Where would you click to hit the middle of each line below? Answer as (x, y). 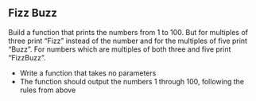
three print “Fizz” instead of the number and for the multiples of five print (128, 41)
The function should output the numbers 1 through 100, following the (132, 81)
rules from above (48, 90)
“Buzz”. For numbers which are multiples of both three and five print (120, 49)
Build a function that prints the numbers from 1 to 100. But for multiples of (128, 32)
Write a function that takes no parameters (88, 73)
